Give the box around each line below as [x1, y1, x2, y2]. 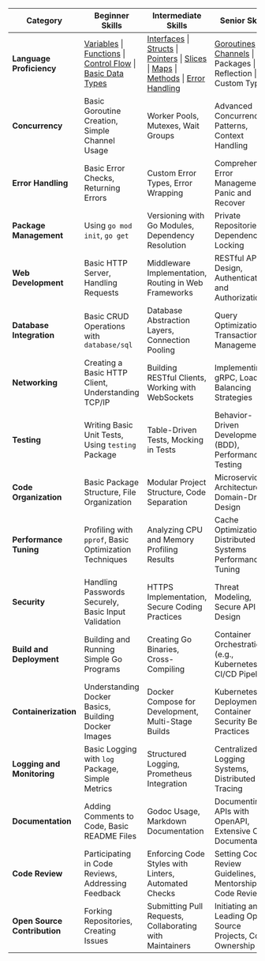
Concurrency [12, 120, 63, 131]
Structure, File [84, 487, 136, 497]
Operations [84, 321, 125, 331]
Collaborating [147, 921, 197, 931]
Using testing [84, 439, 136, 450]
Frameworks [147, 288, 193, 298]
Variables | [84, 39, 124, 49]
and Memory [147, 534, 195, 545]
